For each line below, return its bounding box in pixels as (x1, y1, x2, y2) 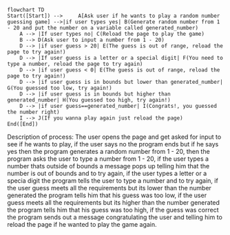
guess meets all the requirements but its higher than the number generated (7, 199, 220, 206)
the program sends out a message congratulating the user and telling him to (7, 213, 222, 221)
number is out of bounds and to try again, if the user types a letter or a (7, 169, 207, 177)
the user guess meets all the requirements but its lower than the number (7, 184, 212, 192)
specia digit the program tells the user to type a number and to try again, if (7, 177, 218, 185)
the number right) (7, 109, 60, 115)
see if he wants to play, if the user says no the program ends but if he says (7, 140, 219, 148)
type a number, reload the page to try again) (7, 60, 143, 67)
